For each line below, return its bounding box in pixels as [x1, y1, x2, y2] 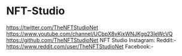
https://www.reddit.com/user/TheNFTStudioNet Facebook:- [6, 43, 154, 50]
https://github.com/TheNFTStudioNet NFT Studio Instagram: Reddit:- [6, 36, 177, 43]
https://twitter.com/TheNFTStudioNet [6, 24, 99, 31]
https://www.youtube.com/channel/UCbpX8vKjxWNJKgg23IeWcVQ [6, 30, 173, 37]
